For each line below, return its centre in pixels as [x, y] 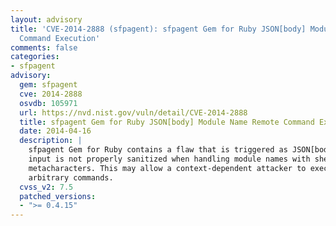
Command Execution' [60, 38]
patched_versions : [58, 196]
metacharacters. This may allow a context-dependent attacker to [167, 168]
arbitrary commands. [71, 177]
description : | [51, 141]
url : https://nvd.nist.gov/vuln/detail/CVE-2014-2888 [133, 112]
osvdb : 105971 [48, 103]
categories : [35, 57]
